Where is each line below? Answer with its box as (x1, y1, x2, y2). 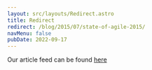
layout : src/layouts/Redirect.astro (7, 10, 114, 17)
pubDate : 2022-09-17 (7, 36, 68, 43)
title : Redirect (7, 17, 55, 24)
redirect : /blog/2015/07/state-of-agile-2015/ (7, 23, 146, 30)
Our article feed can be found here (7, 55, 107, 64)
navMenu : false (7, 29, 52, 37)
